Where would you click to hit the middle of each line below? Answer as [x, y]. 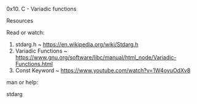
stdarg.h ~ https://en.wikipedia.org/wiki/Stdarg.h [77, 44]
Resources [20, 20]
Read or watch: [25, 32]
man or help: [22, 82]
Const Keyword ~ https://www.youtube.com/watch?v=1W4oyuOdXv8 [103, 70]
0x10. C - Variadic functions [41, 9]
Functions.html [34, 64]
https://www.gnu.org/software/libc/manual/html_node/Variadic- [96, 57]
